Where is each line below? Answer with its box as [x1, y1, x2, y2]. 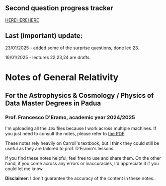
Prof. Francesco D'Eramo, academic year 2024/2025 [5, 114, 135, 121]
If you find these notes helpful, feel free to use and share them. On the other [5, 155, 162, 161]
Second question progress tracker [5, 4, 113, 12]
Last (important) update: [5, 32, 83, 40]
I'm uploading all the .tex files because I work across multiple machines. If [5, 125, 157, 131]
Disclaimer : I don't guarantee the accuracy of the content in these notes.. [5, 175, 156, 181]
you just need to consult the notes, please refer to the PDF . [5, 130, 126, 136]
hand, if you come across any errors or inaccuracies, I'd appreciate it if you [5, 160, 159, 166]
